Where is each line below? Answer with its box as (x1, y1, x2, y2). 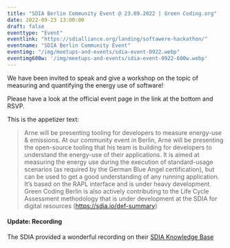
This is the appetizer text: (7, 115, 79, 123)
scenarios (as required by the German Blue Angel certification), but (23, 165, 215, 173)
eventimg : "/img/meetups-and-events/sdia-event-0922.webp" (7, 49, 180, 56)
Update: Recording (7, 218, 63, 226)
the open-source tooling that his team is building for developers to (23, 143, 212, 152)
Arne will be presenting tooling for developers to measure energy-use (23, 128, 222, 136)
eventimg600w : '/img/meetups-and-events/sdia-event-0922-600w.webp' (7, 55, 208, 62)
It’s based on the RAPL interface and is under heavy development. (23, 180, 212, 188)
